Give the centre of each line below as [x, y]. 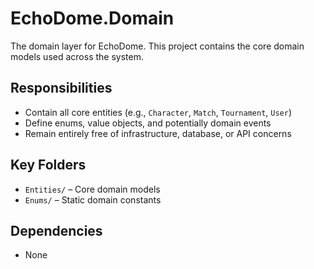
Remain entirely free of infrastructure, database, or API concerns [158, 133]
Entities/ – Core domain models [92, 189]
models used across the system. [77, 56]
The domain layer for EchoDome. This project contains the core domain [157, 46]
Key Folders [48, 165]
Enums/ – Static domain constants [93, 199]
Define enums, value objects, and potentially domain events [148, 123]
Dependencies [56, 230]
